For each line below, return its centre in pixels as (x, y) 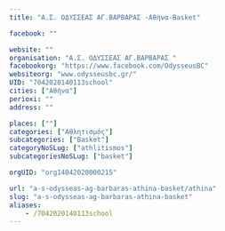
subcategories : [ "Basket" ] (59, 140)
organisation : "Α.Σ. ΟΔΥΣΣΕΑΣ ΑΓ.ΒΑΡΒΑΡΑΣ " (93, 58)
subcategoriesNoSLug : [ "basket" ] (71, 156)
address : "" (31, 108)
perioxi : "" (31, 99)
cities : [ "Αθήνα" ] (43, 91)
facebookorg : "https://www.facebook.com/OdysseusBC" (109, 66)
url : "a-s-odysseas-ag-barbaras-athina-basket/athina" (113, 188)
